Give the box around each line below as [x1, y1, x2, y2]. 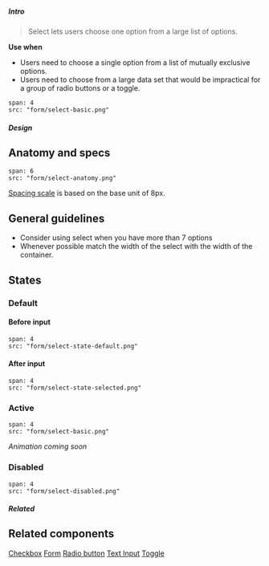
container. [19, 250, 54, 260]
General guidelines [8, 211, 105, 225]
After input [8, 359, 46, 369]
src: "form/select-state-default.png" [8, 342, 138, 350]
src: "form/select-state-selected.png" [8, 384, 142, 392]
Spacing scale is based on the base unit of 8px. [8, 189, 166, 198]
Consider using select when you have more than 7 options [19, 233, 213, 242]
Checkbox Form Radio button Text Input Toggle [8, 548, 165, 558]
